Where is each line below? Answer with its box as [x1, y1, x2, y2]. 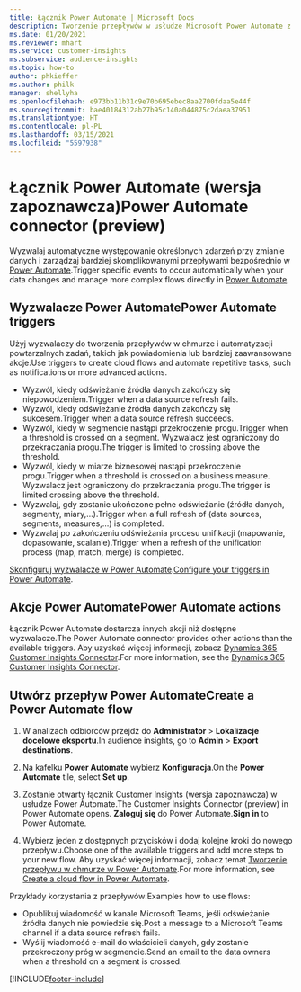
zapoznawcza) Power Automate [9, 196, 249, 217]
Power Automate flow [9, 702, 133, 717]
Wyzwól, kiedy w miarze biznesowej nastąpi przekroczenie [22, 460, 241, 471]
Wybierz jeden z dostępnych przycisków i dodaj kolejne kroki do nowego [22, 836, 293, 846]
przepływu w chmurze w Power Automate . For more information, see [22, 864, 276, 875]
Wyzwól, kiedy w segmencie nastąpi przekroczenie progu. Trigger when [22, 422, 288, 433]
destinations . [22, 745, 74, 755]
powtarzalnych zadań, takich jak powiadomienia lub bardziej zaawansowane [9, 347, 292, 358]
